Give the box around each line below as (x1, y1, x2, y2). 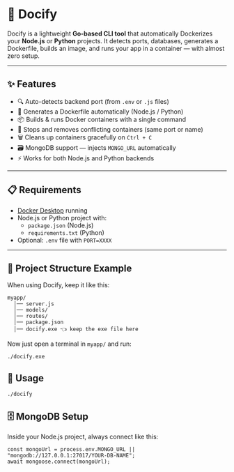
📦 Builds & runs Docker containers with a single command (17, 115, 187, 123)
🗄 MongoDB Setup (7, 411, 88, 422)
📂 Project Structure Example (7, 262, 132, 274)
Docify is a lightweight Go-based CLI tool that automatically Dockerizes (7, 29, 213, 38)
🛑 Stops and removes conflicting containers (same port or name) (17, 125, 203, 133)
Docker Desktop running (17, 206, 88, 215)
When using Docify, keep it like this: (7, 281, 110, 289)
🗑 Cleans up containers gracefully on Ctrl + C (17, 132, 152, 142)
